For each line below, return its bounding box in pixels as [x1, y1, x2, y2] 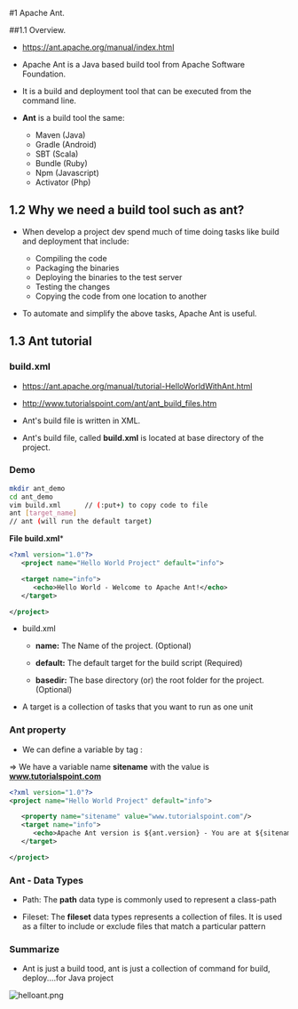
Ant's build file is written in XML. [21, 415, 141, 426]
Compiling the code [35, 252, 108, 263]
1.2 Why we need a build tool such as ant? [9, 203, 245, 218]
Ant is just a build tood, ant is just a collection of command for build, [21, 964, 271, 974]
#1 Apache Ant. [9, 8, 65, 18]
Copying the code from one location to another [35, 291, 208, 301]
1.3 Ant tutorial [9, 333, 92, 349]
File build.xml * [9, 533, 64, 544]
